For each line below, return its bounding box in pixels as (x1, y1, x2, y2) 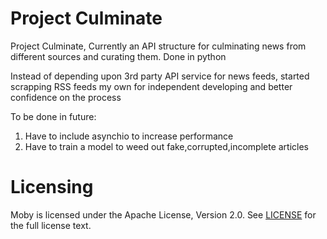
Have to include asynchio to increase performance (24, 130, 234, 142)
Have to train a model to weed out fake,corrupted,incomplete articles (24, 140, 310, 152)
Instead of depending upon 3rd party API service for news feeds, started (10, 70, 310, 82)
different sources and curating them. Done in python (10, 50, 227, 62)
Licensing (10, 176, 94, 199)
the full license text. (10, 219, 92, 231)
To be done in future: (10, 110, 97, 122)
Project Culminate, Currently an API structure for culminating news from (10, 40, 307, 52)
